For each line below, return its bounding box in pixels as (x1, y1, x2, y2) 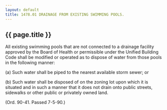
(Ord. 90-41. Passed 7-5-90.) (5, 99, 66, 105)
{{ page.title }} (5, 30, 52, 39)
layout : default (5, 7, 39, 12)
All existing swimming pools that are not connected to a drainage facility (5, 43, 154, 50)
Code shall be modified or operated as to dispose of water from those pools (5, 54, 162, 60)
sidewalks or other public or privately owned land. (5, 89, 109, 95)
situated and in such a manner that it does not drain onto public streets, (5, 84, 153, 90)
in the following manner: (5, 59, 55, 65)
